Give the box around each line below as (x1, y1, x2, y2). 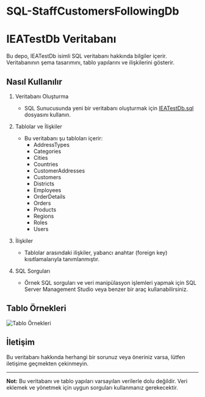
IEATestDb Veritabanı (6, 32, 117, 46)
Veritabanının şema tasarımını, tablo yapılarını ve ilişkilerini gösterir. (6, 59, 175, 66)
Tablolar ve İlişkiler (15, 123, 63, 130)
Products (33, 206, 57, 213)
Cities (33, 154, 48, 161)
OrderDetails (33, 193, 66, 200)
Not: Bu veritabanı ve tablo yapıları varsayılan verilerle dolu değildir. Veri (6, 377, 188, 385)
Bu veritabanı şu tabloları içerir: (24, 134, 103, 141)
